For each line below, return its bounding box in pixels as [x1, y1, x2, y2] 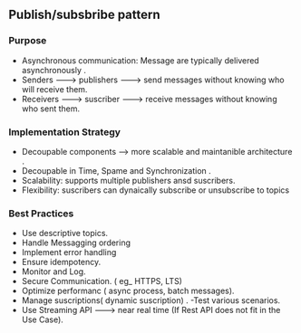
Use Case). [21, 314, 64, 325]
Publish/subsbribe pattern [8, 7, 160, 23]
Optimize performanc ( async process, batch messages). [21, 285, 235, 297]
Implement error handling [21, 247, 117, 258]
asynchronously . [21, 64, 87, 75]
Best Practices [8, 207, 74, 220]
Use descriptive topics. [21, 228, 109, 239]
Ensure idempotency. [21, 257, 102, 268]
